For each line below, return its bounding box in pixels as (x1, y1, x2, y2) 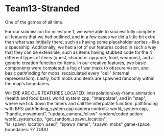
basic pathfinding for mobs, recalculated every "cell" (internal (5, 70, 130, 76)
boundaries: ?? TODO (5, 126, 48, 132)
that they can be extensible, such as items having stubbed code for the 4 (5, 49, 153, 55)
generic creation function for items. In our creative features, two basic (5, 60, 146, 66)
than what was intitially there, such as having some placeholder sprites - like (5, 39, 159, 45)
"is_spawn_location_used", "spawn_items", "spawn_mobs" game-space (5, 121, 150, 127)
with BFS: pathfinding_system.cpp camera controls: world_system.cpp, (5, 106, 148, 112)
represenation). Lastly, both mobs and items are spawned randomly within (5, 75, 155, 81)
